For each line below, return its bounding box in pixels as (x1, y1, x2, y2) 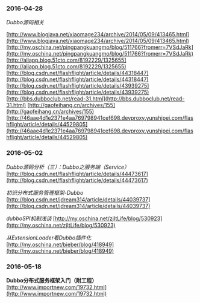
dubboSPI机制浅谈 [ (6, 215, 55, 222)
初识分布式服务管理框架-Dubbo (6, 189, 84, 196)
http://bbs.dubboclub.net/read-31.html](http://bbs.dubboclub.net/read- (8, 95, 185, 102)
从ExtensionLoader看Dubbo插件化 (6, 234, 92, 241)
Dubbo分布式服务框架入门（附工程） (6, 276, 98, 284)
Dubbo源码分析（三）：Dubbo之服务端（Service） (6, 163, 130, 171)
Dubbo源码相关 (6, 19, 44, 26)
